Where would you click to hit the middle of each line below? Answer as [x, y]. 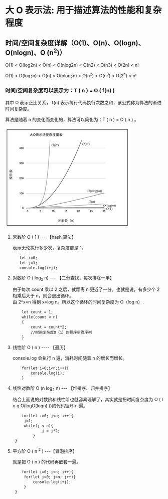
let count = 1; [38, 312]
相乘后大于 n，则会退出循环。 [43, 295]
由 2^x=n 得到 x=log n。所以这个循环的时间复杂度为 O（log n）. [78, 302]
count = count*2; [49, 327]
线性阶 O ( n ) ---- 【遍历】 [40, 347]
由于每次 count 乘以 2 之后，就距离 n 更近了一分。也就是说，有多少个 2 [86, 289]
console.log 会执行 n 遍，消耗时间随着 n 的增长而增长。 [70, 358]
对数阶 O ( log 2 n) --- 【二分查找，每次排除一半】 [63, 278]
